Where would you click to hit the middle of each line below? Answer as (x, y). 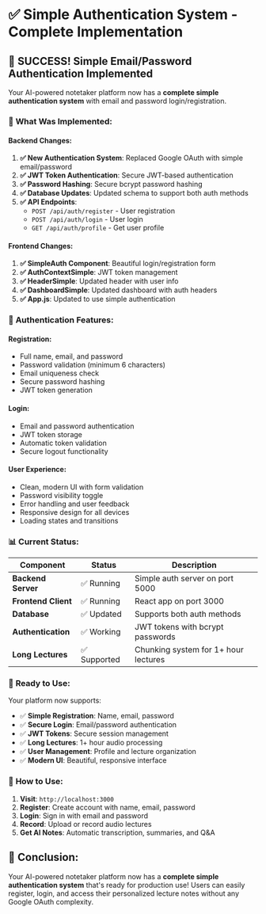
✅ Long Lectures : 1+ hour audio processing (91, 743)
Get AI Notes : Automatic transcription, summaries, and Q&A (117, 832)
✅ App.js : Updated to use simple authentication (97, 299)
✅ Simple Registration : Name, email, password (97, 716)
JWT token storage (51, 434)
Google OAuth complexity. (51, 901)
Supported (100, 660)
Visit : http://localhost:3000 (67, 798)
